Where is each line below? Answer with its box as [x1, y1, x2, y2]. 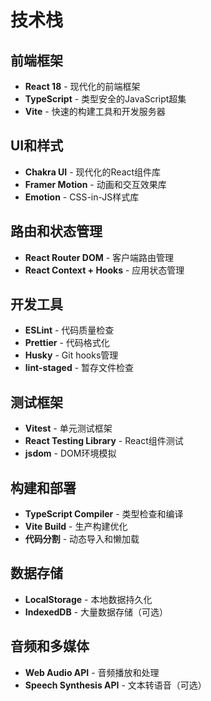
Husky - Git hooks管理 [24, 349, 119, 361]
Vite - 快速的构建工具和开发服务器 [24, 106, 166, 117]
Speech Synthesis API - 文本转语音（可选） [24, 679, 207, 691]
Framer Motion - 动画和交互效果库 [24, 178, 167, 190]
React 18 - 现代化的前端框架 [24, 81, 141, 92]
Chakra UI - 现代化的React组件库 [24, 166, 162, 178]
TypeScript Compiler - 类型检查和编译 [24, 508, 184, 520]
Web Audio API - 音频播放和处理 [24, 666, 160, 678]
